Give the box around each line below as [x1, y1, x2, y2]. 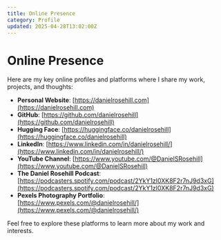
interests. [7, 227, 34, 235]
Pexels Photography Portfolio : [17, 191, 105, 200]
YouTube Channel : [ [17, 154, 75, 163]
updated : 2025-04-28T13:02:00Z [7, 23, 97, 30]
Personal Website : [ [17, 96, 75, 104]
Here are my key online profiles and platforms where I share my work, [7, 75, 205, 83]
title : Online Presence [7, 10, 76, 17]
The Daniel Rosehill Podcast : [17, 170, 102, 178]
